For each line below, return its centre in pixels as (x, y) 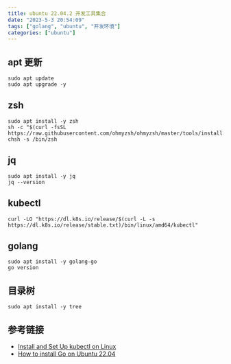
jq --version (26, 182)
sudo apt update (31, 79)
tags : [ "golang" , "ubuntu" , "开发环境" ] (64, 26)
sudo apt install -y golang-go (52, 262)
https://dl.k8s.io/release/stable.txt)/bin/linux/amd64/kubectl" (103, 225)
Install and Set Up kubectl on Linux (67, 346)
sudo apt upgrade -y (37, 84)
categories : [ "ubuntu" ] (42, 33)
